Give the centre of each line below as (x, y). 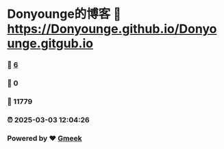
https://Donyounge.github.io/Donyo (112, 29)
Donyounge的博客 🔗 (64, 14)
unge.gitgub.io (50, 43)
